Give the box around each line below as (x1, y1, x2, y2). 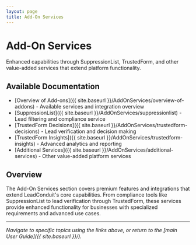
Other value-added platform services (42, 153, 131, 160)
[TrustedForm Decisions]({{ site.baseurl (14, 122, 110, 129)
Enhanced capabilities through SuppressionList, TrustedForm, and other (6, 58, 179, 65)
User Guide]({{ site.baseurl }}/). (6, 233, 82, 240)
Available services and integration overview (40, 103, 145, 110)
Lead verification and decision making (44, 128, 136, 135)
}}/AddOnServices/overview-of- (107, 97, 184, 104)
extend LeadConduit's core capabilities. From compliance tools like (6, 191, 167, 198)
